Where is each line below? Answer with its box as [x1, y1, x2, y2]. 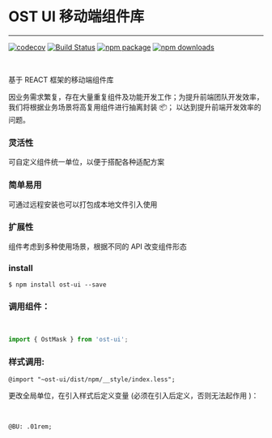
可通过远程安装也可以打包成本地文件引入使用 [8, 200, 158, 209]
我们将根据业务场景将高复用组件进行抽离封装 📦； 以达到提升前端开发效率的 [8, 102, 261, 112]
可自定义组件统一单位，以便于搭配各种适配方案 [8, 157, 164, 167]
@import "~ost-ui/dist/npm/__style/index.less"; [8, 375, 176, 384]
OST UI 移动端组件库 [8, 7, 145, 26]
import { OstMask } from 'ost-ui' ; [8, 336, 129, 344]
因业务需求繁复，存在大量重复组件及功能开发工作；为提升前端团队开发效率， [8, 92, 264, 101]
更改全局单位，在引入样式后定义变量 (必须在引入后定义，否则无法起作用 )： [8, 390, 259, 400]
